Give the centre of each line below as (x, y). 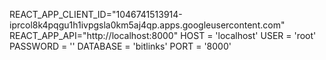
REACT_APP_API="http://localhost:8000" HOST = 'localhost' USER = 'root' (163, 35)
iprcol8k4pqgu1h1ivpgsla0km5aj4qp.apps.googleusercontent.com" (147, 25)
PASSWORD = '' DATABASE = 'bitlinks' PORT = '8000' (120, 46)
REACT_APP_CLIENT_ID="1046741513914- (96, 14)
